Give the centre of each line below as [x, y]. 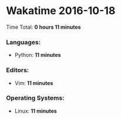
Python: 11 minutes [38, 55]
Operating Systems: [35, 98]
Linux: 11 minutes [36, 111]
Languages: [23, 42]
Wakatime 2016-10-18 [61, 11]
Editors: [18, 70]
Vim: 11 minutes [34, 83]
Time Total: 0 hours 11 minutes [43, 27]
